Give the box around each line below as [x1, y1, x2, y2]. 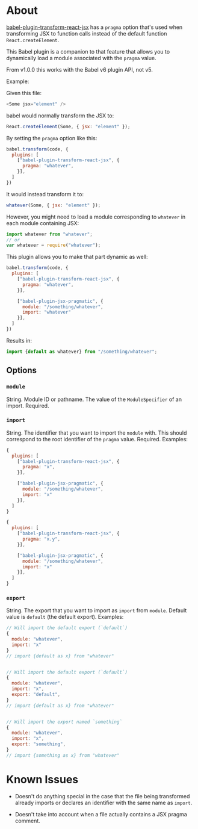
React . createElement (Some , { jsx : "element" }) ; [6, 123, 131, 129]
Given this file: [6, 89, 42, 96]
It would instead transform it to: [6, 190, 84, 197]
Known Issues [6, 773, 79, 786]
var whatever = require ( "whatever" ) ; [6, 242, 101, 249]
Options [6, 365, 37, 376]
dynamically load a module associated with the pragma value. [6, 54, 156, 61]
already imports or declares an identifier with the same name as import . [14, 799, 193, 806]
